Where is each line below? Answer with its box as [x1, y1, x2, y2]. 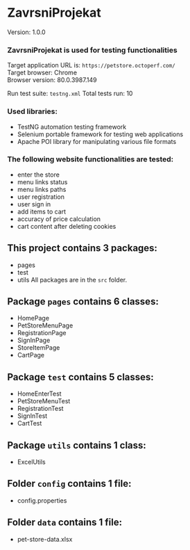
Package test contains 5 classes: [7, 371, 154, 383]
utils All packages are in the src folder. [17, 275, 128, 284]
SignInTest [17, 412, 48, 420]
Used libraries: [7, 106, 58, 116]
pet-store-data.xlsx [17, 535, 73, 543]
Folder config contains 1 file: [7, 478, 132, 490]
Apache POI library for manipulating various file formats [17, 137, 177, 145]
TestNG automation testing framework [17, 122, 127, 131]
